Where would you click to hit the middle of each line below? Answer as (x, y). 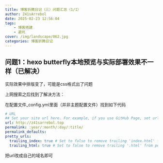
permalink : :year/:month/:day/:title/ (44, 127)
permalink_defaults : (26, 132)
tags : (10, 23)
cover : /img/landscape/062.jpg (37, 37)
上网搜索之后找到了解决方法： (35, 94)
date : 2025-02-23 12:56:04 (32, 18)
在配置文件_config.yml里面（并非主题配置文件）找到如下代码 (65, 105)
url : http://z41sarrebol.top (34, 123)
